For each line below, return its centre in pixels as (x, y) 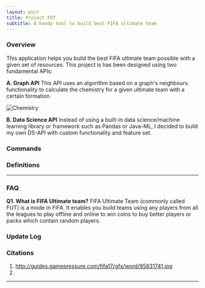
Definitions (23, 164)
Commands (24, 149)
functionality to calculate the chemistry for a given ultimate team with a (95, 89)
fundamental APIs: (30, 71)
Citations (20, 253)
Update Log (24, 237)
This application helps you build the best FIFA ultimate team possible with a (101, 58)
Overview (21, 45)
